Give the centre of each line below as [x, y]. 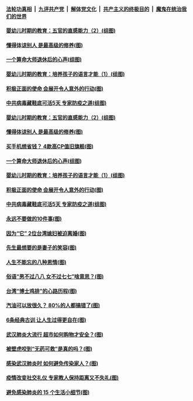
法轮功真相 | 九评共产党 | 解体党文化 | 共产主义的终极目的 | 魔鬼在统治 [94, 9]
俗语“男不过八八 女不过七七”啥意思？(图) [55, 276]
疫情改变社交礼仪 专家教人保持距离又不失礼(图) [62, 378]
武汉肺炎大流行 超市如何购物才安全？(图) [55, 334]
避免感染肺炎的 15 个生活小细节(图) [48, 392]
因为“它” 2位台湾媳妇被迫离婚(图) [46, 233]
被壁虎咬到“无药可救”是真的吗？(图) [49, 349]
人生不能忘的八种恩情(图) [36, 262]
